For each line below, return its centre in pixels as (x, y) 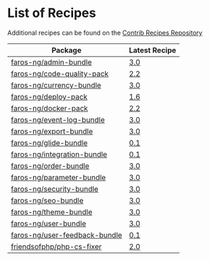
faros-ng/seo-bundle (47, 200)
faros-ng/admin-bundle (51, 62)
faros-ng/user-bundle (49, 223)
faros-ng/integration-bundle (59, 154)
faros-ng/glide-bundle (49, 143)
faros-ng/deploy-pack (49, 96)
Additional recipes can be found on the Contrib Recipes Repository (105, 33)
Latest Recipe (153, 50)
